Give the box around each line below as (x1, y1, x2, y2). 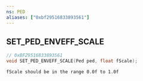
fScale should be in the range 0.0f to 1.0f (6, 69, 119, 75)
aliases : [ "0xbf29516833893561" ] (6, 14, 90, 20)
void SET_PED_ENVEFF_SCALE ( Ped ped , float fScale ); (6, 58, 138, 64)
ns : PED (6, 8, 26, 15)
